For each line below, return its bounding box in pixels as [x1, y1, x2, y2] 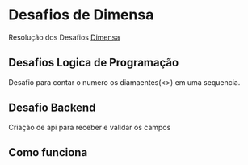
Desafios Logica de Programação [8, 56, 179, 70]
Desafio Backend [8, 101, 96, 115]
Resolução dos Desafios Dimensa [8, 32, 120, 42]
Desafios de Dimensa [8, 6, 154, 24]
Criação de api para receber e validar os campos [8, 122, 171, 132]
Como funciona [8, 146, 88, 159]
